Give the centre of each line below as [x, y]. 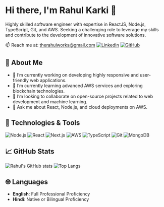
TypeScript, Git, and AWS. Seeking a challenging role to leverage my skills [82, 29]
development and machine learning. [50, 101]
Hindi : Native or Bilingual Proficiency [51, 199]
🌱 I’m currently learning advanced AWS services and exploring [77, 86]
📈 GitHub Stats [30, 151]
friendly [21, 80]
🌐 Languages [26, 182]
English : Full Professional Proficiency [51, 194]
